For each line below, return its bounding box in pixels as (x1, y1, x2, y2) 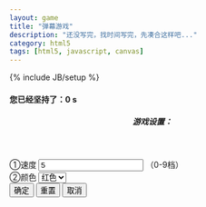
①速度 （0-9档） (9, 160, 184, 171)
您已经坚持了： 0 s (9, 94, 77, 104)
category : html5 (9, 38, 71, 48)
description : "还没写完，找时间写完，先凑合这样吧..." (9, 30, 198, 39)
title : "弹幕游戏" (9, 22, 74, 31)
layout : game (9, 13, 59, 23)
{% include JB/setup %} (9, 72, 100, 83)
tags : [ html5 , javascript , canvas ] (9, 47, 144, 56)
